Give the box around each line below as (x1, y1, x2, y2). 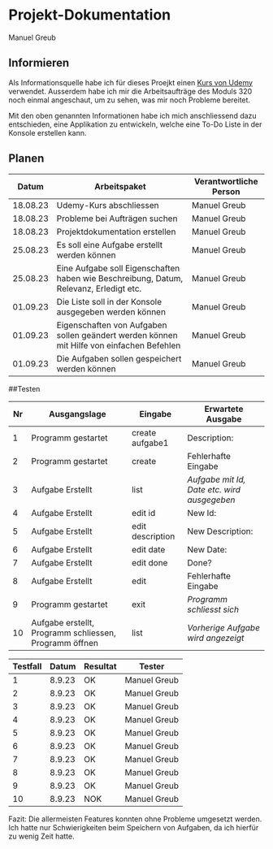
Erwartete (204, 403, 244, 414)
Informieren (8, 56, 70, 70)
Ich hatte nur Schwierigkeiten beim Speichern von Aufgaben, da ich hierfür (8, 822, 259, 832)
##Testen (8, 383, 41, 393)
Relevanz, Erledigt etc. (56, 283, 142, 294)
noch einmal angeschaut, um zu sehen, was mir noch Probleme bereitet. (8, 95, 250, 105)
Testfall (12, 661, 42, 672)
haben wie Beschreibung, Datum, (56, 272, 184, 284)
